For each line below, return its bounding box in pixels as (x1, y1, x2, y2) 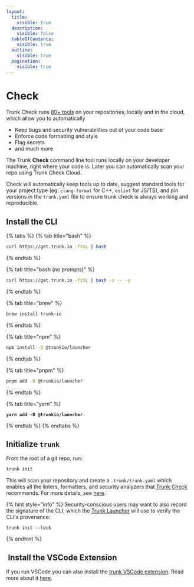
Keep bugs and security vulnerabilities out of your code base (14, 127, 163, 134)
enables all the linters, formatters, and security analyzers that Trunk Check (6, 483, 188, 491)
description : (11, 25, 44, 31)
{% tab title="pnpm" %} (6, 367, 64, 374)
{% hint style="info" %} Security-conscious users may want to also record (6, 501, 187, 508)
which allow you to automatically (6, 115, 86, 122)
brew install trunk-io (6, 311, 62, 317)
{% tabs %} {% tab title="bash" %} (6, 232, 91, 239)
